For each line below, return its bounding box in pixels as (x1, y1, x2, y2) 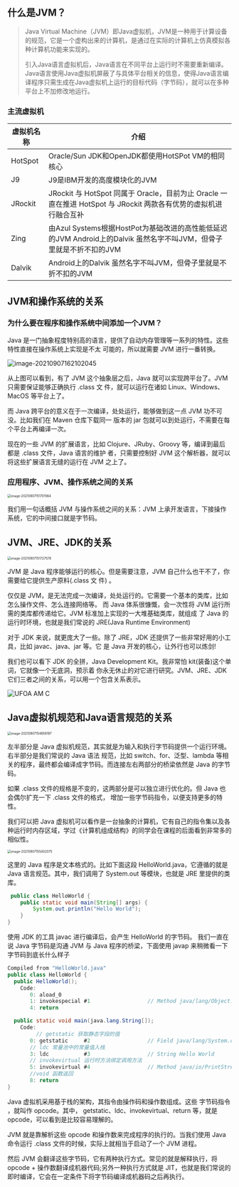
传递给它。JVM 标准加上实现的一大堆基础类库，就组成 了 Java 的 (38, 609, 229, 617)
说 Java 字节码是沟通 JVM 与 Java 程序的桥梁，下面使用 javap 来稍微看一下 (7, 942, 228, 950)
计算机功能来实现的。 (31, 45, 94, 53)
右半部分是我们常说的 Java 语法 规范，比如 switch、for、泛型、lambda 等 (7, 751, 223, 759)
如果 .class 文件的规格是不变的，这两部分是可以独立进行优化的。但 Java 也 (7, 783, 226, 793)
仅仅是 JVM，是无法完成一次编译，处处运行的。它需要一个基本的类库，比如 (7, 591, 229, 600)
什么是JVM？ (7, 6, 66, 19)
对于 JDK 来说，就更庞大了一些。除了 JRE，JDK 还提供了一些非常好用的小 (7, 633, 225, 642)
